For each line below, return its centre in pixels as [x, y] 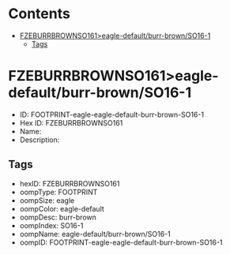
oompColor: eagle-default [62, 208]
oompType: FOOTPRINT [58, 192]
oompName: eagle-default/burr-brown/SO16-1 [95, 234]
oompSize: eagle [47, 200]
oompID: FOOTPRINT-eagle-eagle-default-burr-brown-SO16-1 [121, 242]
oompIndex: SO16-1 [51, 225]
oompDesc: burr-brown [58, 217]
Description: [40, 140]
